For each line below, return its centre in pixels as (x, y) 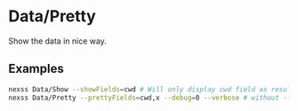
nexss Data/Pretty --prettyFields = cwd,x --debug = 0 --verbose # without (144, 98)
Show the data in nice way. (58, 41)
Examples (36, 69)
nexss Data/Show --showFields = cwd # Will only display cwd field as (138, 89)
